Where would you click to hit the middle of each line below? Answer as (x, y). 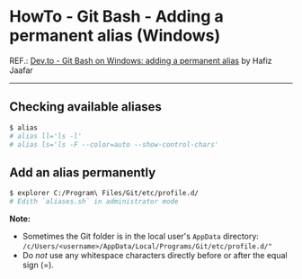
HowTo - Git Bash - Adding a (117, 17)
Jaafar (21, 70)
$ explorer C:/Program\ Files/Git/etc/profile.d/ (104, 193)
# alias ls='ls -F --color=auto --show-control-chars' (114, 144)
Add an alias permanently (83, 172)
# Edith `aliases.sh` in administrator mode (94, 202)
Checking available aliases (85, 107)
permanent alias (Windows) (115, 36)
